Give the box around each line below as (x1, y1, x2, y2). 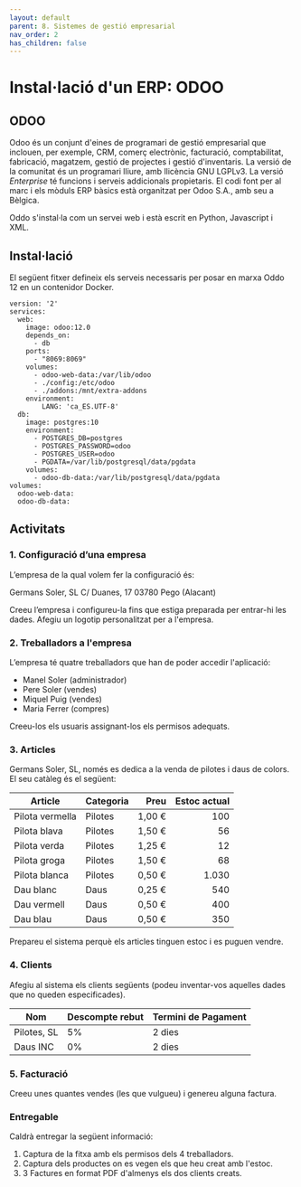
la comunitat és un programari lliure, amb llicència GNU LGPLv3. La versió (9, 166, 284, 177)
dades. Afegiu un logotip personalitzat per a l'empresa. (9, 614, 214, 625)
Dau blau (14, 913, 52, 926)
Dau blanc (14, 883, 57, 896)
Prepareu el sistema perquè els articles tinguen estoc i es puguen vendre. (9, 937, 284, 947)
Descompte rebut (67, 1010, 145, 1022)
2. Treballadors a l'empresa (9, 636, 133, 649)
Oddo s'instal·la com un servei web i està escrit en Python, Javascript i (9, 212, 274, 223)
